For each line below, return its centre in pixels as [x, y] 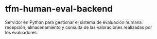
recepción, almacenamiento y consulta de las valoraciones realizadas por [78, 27]
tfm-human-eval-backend [59, 9]
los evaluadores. [21, 32]
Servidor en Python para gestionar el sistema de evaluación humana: [74, 22]
